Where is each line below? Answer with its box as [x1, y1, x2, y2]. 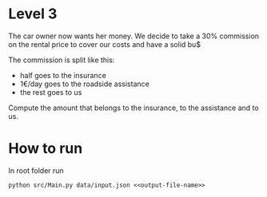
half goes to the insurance [19, 70, 106, 80]
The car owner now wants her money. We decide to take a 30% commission [8, 31, 260, 41]
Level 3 [8, 5, 58, 23]
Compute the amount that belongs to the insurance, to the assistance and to [8, 103, 259, 112]
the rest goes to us [19, 87, 82, 97]
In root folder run [8, 165, 64, 175]
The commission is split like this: [8, 55, 115, 65]
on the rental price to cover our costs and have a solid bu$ [8, 39, 201, 49]
